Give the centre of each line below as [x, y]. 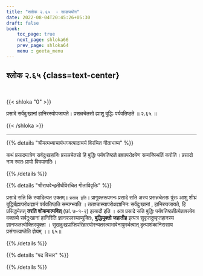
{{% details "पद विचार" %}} [38, 255]
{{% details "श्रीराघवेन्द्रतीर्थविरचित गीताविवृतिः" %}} [59, 185]
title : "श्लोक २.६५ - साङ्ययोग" [43, 12]
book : [13, 29]
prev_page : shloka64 [43, 46]
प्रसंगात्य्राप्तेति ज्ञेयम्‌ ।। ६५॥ [34, 231]
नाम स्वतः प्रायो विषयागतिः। [31, 162]
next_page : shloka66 [43, 40]
